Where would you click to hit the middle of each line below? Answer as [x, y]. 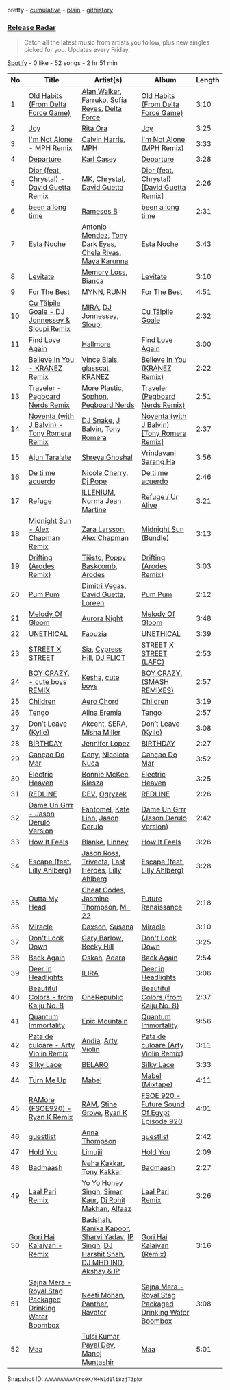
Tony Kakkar [102, 1172]
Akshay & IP [101, 1271]
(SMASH [155, 682]
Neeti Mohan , [103, 1295]
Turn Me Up [48, 1080]
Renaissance [162, 907]
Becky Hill [98, 947]
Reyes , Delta [102, 109]
